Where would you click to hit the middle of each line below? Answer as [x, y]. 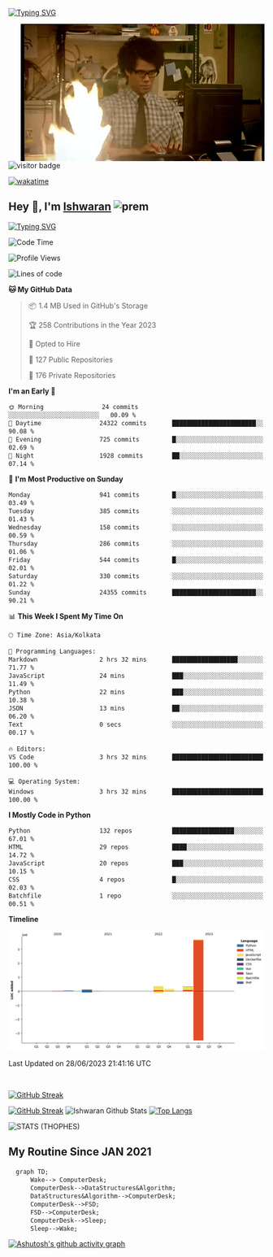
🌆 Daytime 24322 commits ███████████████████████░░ [136, 423]
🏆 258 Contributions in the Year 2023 [92, 324]
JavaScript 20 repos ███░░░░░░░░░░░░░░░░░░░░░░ [136, 863]
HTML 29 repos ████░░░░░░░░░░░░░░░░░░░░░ [136, 847]
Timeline [24, 919]
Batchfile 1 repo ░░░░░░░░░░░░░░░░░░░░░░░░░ [136, 896]
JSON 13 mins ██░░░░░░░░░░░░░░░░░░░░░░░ [136, 708]
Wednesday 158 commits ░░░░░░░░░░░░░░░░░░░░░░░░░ [136, 527]
